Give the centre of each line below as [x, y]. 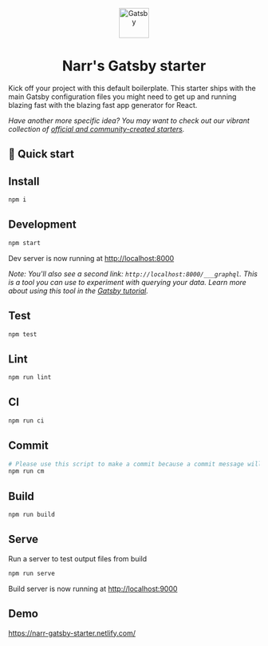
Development [43, 225]
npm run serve [32, 573]
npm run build [32, 515]
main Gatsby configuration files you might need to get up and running [122, 97]
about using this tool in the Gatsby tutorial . [79, 291]
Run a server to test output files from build [78, 558]
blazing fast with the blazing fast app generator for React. [103, 105]
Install [24, 181]
